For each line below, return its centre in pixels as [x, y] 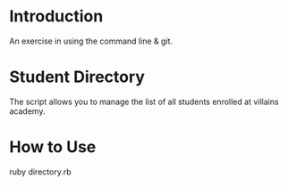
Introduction [56, 16]
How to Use [53, 147]
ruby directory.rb [40, 172]
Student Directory [77, 77]
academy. [27, 111]
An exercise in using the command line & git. [91, 41]
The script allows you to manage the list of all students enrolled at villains [144, 101]
